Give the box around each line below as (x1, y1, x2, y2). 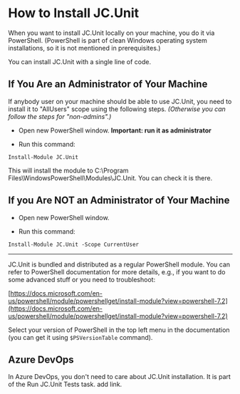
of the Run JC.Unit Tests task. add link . (8, 380, 122, 389)
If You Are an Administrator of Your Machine (8, 78, 208, 90)
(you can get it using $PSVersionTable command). (8, 333, 153, 341)
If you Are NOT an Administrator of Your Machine (8, 195, 230, 207)
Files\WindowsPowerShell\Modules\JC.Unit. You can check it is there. (8, 173, 213, 182)
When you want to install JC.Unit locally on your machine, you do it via (8, 28, 215, 37)
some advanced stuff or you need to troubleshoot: (8, 275, 156, 284)
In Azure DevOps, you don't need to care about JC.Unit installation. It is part (8, 373, 231, 381)
